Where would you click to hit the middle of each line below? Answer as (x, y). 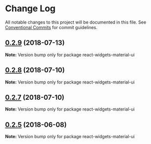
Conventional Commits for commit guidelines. (51, 27)
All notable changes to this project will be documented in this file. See (76, 22)
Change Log (30, 9)
